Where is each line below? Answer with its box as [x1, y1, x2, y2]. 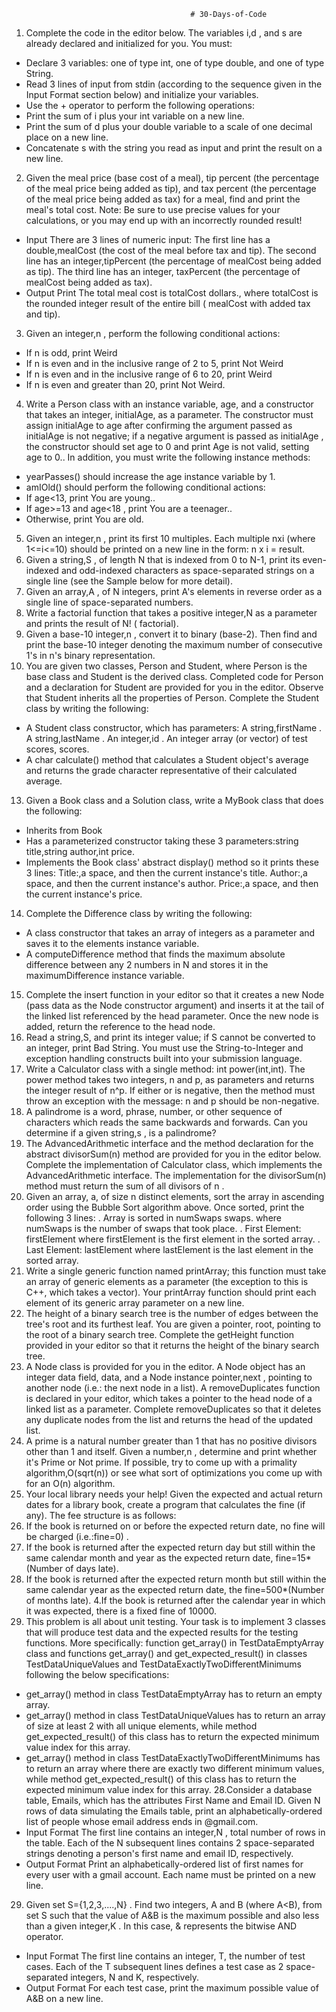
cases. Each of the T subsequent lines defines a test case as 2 [25, 1961, 284, 1972]
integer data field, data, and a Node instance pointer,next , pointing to [25, 1371, 313, 1383]
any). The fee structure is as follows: [25, 1510, 177, 1521]
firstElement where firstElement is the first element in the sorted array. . [25, 1233, 321, 1245]
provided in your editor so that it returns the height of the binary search [25, 1340, 320, 1351]
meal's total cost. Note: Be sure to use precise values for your [25, 204, 281, 215]
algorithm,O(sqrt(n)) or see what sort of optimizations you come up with [25, 1467, 323, 1479]
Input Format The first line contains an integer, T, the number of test [25, 1950, 306, 1962]
